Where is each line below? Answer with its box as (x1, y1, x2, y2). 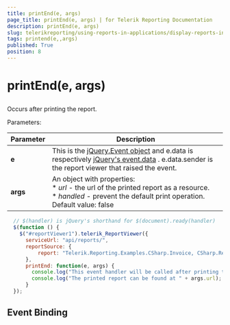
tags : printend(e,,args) (7, 36, 78, 43)
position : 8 (7, 49, 41, 56)
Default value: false (51, 200, 114, 210)
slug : (7, 29, 23, 36)
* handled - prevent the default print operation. (51, 191, 205, 201)
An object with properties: (51, 174, 136, 184)
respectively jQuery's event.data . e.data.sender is (51, 155, 214, 165)
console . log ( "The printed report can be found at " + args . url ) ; (31, 275, 222, 282)
